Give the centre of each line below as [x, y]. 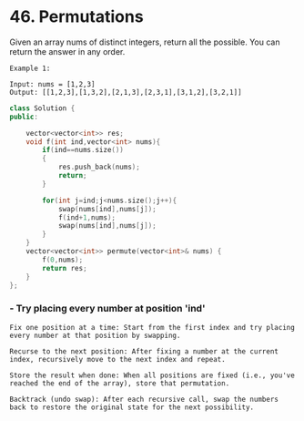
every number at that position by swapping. [95, 335]
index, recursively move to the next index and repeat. [117, 359]
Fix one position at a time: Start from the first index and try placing [152, 327]
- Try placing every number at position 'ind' [107, 309]
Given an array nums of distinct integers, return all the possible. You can [145, 42]
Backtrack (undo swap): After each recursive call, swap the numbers [144, 399]
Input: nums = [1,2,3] [52, 84]
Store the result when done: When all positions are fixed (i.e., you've [152, 375]
